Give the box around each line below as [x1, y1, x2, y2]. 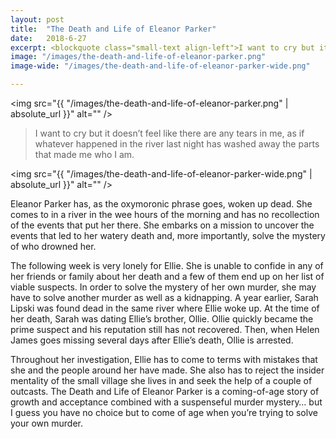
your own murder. [10, 417, 84, 429]
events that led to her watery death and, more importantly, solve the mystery [10, 230, 326, 241]
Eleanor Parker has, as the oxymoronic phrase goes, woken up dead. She [10, 198, 313, 210]
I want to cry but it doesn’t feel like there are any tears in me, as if [34, 127, 305, 139]
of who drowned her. [10, 241, 97, 252]
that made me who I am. [34, 149, 135, 160]
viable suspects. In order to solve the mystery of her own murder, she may [10, 281, 317, 293]
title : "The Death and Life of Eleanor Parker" [10, 24, 217, 34]
